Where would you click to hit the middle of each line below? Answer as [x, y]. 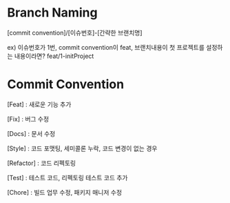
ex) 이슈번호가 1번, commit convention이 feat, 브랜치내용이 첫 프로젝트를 [106, 47]
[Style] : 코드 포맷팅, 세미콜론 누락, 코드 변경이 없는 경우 [82, 148]
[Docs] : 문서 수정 [31, 133]
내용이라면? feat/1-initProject [54, 56]
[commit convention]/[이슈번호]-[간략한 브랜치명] [75, 32]
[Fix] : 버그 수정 [28, 119]
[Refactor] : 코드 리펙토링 [42, 163]
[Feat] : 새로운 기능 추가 [39, 104]
